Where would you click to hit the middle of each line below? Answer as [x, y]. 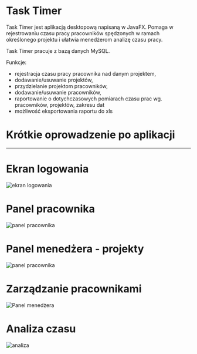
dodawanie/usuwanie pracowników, [58, 92]
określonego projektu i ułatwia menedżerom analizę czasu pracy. [84, 39]
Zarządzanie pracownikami [74, 289]
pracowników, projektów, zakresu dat [59, 104]
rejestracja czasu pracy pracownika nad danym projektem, [85, 73]
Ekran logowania [47, 169]
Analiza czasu [41, 328]
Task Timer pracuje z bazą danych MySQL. [58, 50]
